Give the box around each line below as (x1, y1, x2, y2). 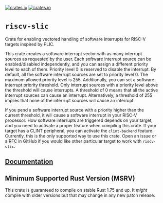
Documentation (5, 158, 54, 166)
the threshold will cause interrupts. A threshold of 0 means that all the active (5, 87, 158, 93)
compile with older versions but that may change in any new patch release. (5, 192, 156, 198)
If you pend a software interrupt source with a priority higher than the (5, 107, 145, 113)
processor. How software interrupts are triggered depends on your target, (5, 117, 153, 123)
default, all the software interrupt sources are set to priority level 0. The (5, 71, 148, 77)
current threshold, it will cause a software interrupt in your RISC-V (5, 112, 137, 118)
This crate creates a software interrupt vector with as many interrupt (5, 50, 142, 56)
